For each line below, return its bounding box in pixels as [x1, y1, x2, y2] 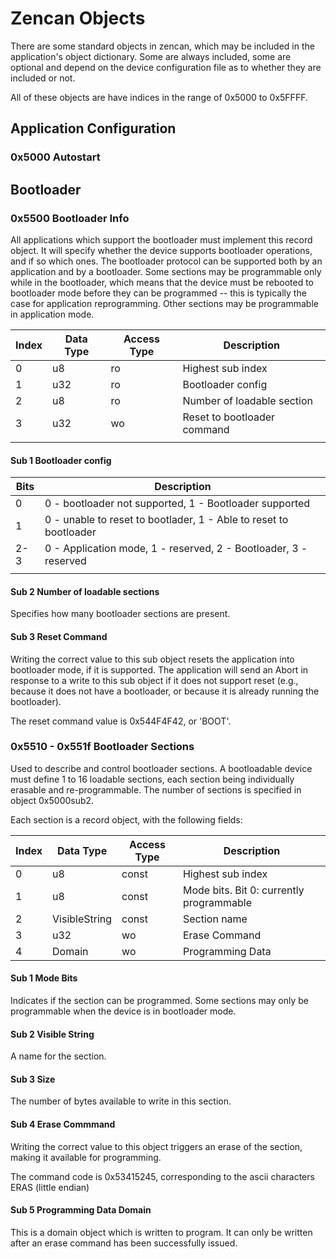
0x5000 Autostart [10, 150, 101, 164]
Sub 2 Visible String [10, 1028, 95, 1040]
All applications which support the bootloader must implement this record [10, 233, 313, 246]
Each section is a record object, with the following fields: [10, 813, 243, 826]
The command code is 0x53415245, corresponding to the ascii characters [10, 1170, 315, 1182]
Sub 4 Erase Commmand [10, 1118, 116, 1131]
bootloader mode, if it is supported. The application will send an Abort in [10, 663, 309, 676]
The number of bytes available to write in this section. [10, 1095, 232, 1107]
